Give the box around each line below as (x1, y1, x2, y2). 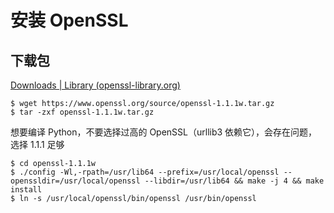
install (10, 185, 43, 195)
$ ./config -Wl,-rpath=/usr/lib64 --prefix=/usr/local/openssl (10, 167, 280, 177)
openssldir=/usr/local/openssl (10, 176, 141, 186)
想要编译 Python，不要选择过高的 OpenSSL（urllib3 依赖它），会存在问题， (10, 126, 318, 138)
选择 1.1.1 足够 (10, 139, 65, 150)
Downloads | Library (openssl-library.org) (10, 79, 181, 91)
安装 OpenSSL (10, 9, 129, 32)
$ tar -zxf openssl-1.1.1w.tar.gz (10, 107, 155, 117)
